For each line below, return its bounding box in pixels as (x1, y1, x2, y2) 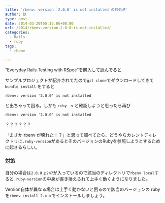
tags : (5, 44, 16, 49)
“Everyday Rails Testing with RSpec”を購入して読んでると (5, 67, 122, 73)
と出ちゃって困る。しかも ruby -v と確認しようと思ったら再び (5, 102, 131, 108)
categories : (5, 30, 30, 35)
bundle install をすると (5, 83, 55, 89)
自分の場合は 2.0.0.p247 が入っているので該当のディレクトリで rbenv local (5, 170, 155, 175)
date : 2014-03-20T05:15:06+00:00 (5, 21, 74, 26)
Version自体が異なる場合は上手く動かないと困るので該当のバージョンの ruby (5, 186, 161, 192)
